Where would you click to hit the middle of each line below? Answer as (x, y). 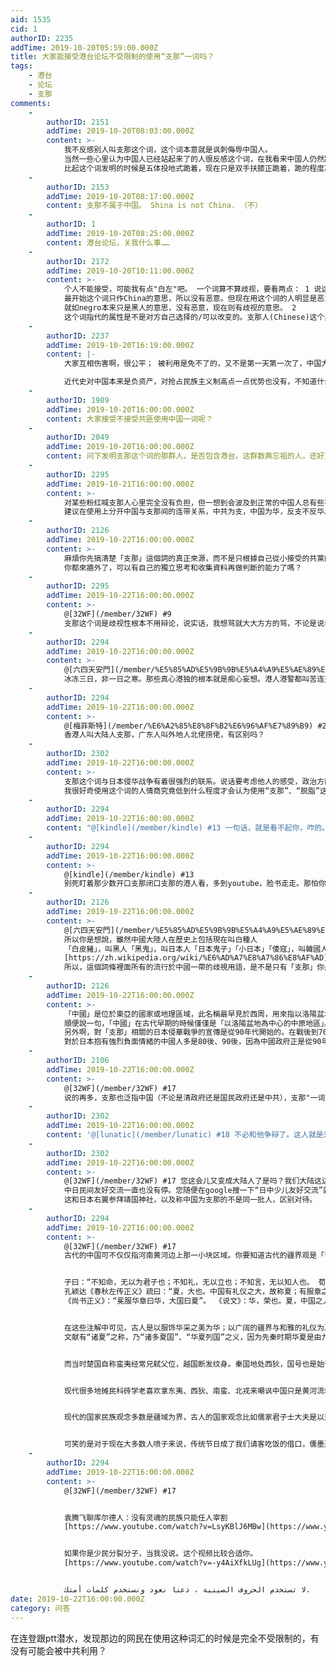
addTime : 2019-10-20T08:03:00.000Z (120, 131)
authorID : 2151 (78, 122)
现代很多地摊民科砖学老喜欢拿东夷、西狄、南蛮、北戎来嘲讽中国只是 (183, 1391)
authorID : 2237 (78, 336)
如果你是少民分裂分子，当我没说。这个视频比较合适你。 (160, 1554)
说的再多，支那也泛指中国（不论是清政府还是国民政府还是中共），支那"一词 (194, 1097)
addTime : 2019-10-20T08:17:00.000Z (120, 196)
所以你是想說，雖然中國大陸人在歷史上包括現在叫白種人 (160, 939)
